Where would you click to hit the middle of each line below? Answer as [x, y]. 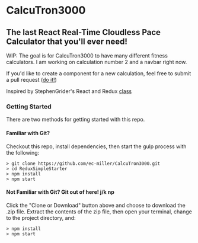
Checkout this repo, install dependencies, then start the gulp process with [96, 146]
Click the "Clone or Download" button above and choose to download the [96, 205]
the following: [23, 152]
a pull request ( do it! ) [32, 80]
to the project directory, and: [41, 218]
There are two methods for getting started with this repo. [76, 120]
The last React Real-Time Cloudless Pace [84, 32]
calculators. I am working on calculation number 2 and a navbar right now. [97, 62]
